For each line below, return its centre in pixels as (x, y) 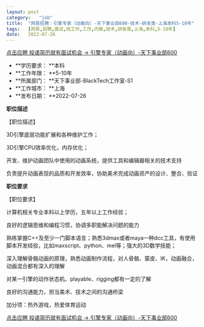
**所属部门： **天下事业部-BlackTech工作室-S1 (74, 81)
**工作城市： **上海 (40, 88)
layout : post (23, 12)
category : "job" (29, 18)
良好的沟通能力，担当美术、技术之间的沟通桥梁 (65, 292)
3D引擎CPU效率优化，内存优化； (48, 148)
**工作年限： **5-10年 (44, 73)
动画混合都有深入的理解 (36, 266)
